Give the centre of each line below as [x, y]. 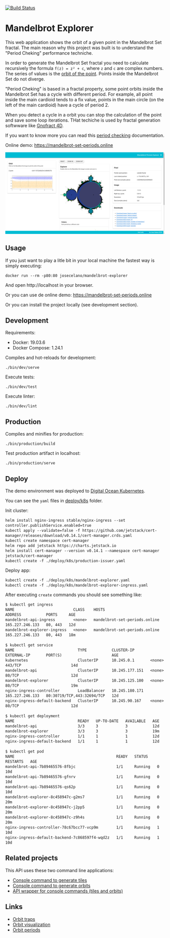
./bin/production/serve [30, 463]
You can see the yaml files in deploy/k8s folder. [54, 501]
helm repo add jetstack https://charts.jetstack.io [61, 546]
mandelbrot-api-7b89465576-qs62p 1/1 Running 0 [82, 787]
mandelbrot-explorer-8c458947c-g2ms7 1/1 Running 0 [82, 797]
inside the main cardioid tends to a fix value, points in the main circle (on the [85, 99]
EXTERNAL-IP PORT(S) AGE [62, 655]
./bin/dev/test [21, 387]
